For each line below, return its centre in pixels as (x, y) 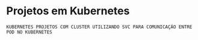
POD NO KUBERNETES (29, 32)
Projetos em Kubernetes (68, 11)
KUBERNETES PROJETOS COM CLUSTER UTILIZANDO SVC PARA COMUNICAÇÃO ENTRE (99, 27)
